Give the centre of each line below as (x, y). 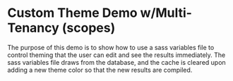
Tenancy (34, 28)
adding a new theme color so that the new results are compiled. (100, 70)
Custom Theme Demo (72, 13)
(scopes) (89, 28)
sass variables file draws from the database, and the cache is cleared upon (116, 62)
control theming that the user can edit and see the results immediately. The (116, 55)
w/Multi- (166, 13)
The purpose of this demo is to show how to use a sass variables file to (111, 47)
